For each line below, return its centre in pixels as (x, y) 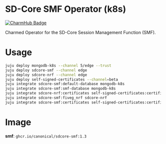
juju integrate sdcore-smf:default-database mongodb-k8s (65, 84)
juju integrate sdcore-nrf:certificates (47, 93)
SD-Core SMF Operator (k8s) (66, 9)
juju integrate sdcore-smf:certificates (47, 102)
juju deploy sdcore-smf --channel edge (46, 70)
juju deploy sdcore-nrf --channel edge (46, 75)
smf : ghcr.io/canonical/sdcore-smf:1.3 (46, 136)
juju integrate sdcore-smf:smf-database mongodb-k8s (61, 89)
